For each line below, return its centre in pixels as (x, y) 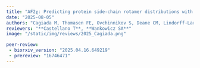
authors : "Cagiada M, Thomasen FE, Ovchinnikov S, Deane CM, (84, 23)
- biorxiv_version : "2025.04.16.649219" (60, 50)
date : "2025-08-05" (30, 17)
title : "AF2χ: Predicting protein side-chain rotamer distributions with (100, 12)
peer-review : (22, 45)
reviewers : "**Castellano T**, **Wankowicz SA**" (69, 28)
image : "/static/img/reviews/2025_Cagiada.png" (66, 34)
